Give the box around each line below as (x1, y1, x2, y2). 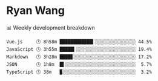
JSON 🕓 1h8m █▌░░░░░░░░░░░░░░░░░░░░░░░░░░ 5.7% (6, 61, 153, 67)
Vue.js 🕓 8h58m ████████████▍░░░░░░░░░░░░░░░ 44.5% (6, 39, 153, 45)
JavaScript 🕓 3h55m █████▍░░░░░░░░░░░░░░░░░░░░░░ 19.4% (6, 46, 153, 52)
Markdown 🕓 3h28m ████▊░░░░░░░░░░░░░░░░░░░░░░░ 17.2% (6, 54, 153, 60)
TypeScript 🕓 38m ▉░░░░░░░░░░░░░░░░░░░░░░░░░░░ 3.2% (6, 69, 153, 75)
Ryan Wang (6, 4, 65, 18)
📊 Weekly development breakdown (6, 24, 95, 31)
